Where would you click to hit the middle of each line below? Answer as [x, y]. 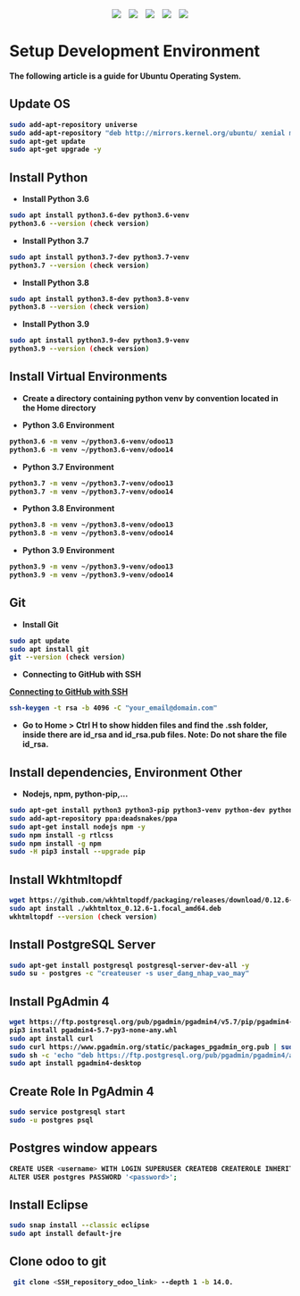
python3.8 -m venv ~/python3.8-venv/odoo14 [92, 534]
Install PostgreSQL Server [83, 945]
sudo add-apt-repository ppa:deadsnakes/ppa [93, 818]
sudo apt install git [50, 649]
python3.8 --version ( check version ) [79, 307]
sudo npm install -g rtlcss [62, 835]
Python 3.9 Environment [68, 551]
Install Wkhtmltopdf [66, 879]
